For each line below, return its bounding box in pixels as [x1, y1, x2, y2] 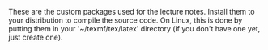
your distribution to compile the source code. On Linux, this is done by [8, 15, 243, 25]
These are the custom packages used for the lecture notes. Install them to [8, 7, 255, 16]
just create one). [8, 32, 63, 42]
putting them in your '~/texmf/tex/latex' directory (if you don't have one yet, [8, 24, 261, 33]
